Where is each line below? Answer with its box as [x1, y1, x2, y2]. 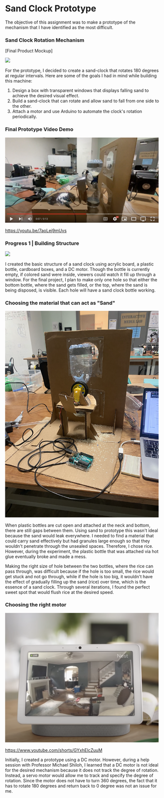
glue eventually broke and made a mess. [5, 554, 87, 560]
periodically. [12, 114, 37, 119]
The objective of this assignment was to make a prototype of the [5, 19, 136, 25]
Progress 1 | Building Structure [5, 239, 80, 246]
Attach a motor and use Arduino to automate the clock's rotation [12, 109, 142, 115]
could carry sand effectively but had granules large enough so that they [5, 538, 150, 544]
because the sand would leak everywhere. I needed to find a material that [5, 532, 154, 538]
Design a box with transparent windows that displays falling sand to [12, 88, 149, 93]
